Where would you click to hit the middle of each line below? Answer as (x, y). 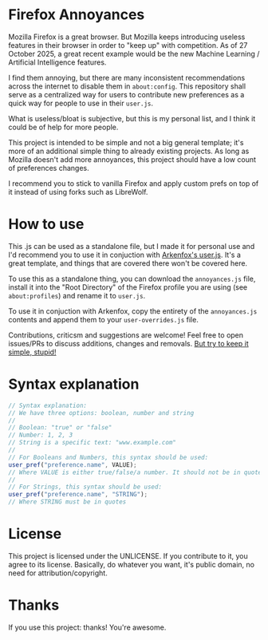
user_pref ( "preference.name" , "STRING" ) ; (78, 495)
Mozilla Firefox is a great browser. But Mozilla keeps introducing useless (127, 37)
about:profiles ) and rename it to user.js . (77, 295)
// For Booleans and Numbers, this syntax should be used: (108, 457)
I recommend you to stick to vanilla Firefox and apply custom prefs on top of (134, 183)
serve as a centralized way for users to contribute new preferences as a (126, 94)
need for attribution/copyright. (58, 573)
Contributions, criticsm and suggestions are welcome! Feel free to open (126, 335)
